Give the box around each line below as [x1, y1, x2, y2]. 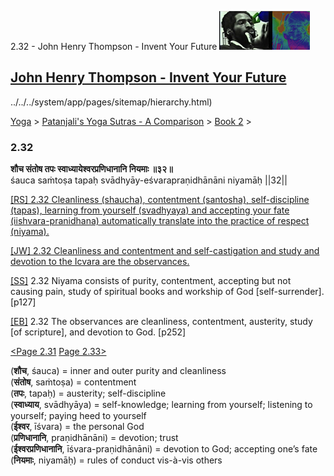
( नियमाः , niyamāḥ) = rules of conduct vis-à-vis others [10, 454, 223, 466]
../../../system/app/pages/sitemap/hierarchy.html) [10, 96, 213, 108]
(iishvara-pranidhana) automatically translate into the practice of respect [10, 215, 310, 227]
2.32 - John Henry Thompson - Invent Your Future [10, 41, 218, 52]
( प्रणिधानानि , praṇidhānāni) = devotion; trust [10, 432, 179, 444]
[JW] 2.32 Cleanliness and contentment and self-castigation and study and [10, 245, 320, 257]
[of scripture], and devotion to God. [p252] [10, 326, 187, 338]
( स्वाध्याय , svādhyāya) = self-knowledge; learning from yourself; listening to [10, 399, 313, 411]
